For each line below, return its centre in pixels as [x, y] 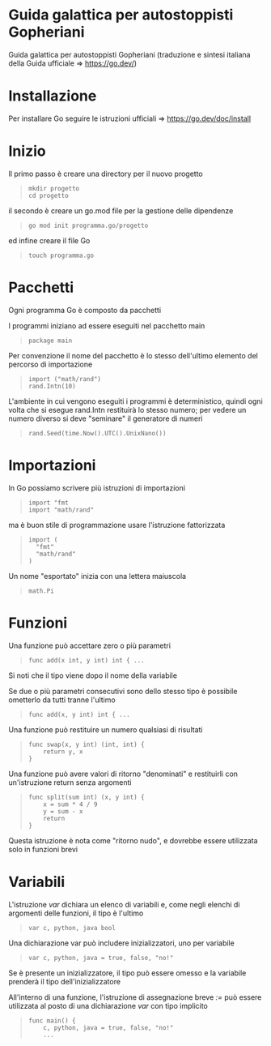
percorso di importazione [51, 364]
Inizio [27, 151]
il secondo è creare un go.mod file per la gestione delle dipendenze [121, 210]
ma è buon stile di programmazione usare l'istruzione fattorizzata [117, 525]
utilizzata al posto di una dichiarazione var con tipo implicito [108, 1005]
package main [50, 341]
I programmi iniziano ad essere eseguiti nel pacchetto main [107, 325]
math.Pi [41, 591]
